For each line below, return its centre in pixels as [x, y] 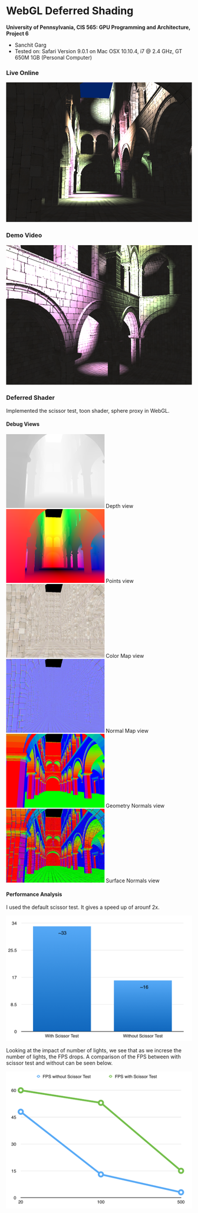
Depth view [120, 506]
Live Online [23, 73]
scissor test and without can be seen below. [60, 1063]
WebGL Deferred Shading [70, 11]
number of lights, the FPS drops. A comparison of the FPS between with [93, 1057]
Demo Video [24, 236]
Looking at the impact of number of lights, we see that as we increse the [94, 1051]
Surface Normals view [133, 881]
